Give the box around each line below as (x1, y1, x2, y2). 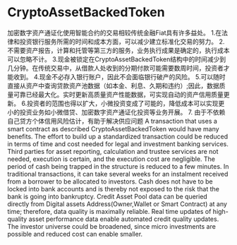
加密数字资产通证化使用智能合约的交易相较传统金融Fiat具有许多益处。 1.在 (7, 28, 222, 37)
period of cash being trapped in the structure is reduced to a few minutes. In (7, 162, 229, 170)
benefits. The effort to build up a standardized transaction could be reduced (7, 132, 229, 141)
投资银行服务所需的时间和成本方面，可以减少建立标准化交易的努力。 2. (19, 37, 225, 46)
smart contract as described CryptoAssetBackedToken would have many (7, 124, 220, 133)
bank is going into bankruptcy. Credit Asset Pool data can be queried (7, 192, 208, 201)
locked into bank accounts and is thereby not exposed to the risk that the (7, 184, 220, 193)
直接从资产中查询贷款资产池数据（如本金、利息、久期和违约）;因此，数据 (7, 81, 220, 90)
